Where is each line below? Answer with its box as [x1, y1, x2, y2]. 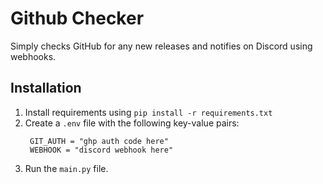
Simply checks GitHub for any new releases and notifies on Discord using [10, 40, 313, 52]
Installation [10, 80, 82, 97]
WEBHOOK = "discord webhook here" [29, 145, 174, 155]
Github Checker [10, 7, 145, 30]
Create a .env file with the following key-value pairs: [24, 117, 240, 129]
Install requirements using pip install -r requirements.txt [24, 106, 273, 118]
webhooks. [10, 50, 57, 62]
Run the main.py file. [24, 162, 109, 174]
